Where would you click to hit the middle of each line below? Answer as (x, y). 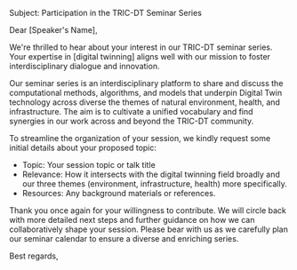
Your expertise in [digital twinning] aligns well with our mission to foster (140, 56)
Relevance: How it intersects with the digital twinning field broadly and (151, 174)
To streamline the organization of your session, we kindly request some (140, 138)
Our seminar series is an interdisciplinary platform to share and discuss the (146, 83)
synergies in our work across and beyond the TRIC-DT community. (132, 121)
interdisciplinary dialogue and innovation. (84, 66)
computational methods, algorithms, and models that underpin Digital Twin (146, 93)
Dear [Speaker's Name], (53, 30)
